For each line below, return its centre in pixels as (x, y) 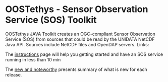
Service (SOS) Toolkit (51, 20)
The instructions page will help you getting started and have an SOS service (84, 54)
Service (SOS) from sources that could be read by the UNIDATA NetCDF (80, 39)
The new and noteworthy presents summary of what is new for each (76, 69)
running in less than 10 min (33, 59)
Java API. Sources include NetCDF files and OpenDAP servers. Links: (77, 44)
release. (14, 74)
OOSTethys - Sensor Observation (77, 9)
